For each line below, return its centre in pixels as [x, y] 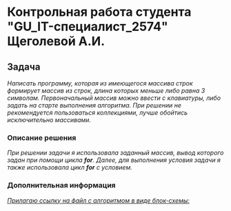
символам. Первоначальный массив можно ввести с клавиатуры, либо [114, 98]
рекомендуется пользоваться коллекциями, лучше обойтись [98, 112]
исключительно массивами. [49, 120]
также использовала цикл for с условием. [70, 168]
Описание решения [42, 137]
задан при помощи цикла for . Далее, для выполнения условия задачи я [114, 160]
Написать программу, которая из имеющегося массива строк [100, 83]
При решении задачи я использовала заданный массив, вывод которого [115, 153]
